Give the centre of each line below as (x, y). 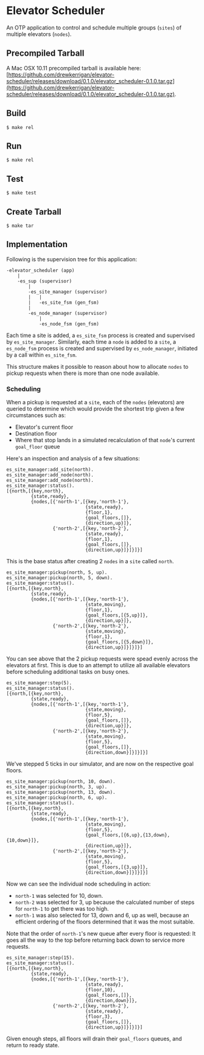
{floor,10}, (100, 990)
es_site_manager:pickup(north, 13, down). (61, 793)
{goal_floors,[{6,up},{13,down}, (128, 835)
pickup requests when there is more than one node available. (83, 373)
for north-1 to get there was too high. (62, 909)
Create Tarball (34, 212)
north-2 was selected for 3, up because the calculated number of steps (105, 902)
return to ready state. (33, 1045)
